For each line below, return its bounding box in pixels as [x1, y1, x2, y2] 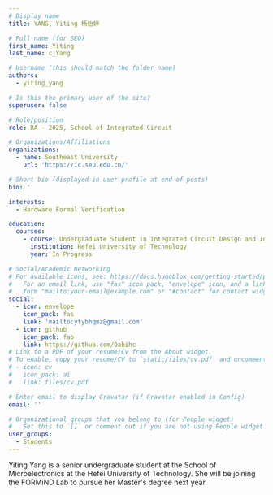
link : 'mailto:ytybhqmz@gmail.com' [23, 318, 144, 326]
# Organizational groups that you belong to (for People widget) [8, 415, 234, 423]
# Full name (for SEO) [8, 34, 85, 42]
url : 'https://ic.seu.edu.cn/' [23, 161, 129, 169]
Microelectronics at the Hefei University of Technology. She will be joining [8, 468, 256, 478]
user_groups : [8, 430, 53, 439]
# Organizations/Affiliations [8, 138, 111, 146]
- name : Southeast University [15, 154, 118, 162]
